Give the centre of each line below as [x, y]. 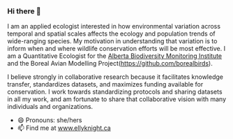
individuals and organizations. [50, 107]
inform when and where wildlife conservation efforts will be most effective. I [116, 49]
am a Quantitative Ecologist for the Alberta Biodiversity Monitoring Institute [115, 56]
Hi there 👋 [24, 11]
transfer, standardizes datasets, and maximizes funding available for [105, 85]
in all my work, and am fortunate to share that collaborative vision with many [117, 99]
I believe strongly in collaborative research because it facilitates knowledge [115, 77]
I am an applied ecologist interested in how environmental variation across [114, 27]
